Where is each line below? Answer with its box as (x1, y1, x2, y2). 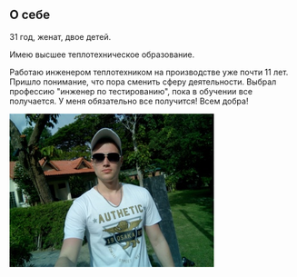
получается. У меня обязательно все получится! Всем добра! (9, 95, 249, 106)
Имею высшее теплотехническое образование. (9, 49, 195, 60)
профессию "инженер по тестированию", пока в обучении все (9, 85, 252, 96)
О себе (9, 7, 51, 23)
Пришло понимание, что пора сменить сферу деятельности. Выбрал (9, 76, 277, 87)
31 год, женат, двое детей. (9, 31, 112, 42)
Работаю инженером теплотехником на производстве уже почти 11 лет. (9, 66, 289, 77)
